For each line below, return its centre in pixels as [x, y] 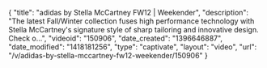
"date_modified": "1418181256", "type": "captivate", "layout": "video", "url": [133, 47]
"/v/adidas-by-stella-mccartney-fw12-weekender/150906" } [108, 55]
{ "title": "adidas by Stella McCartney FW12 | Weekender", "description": [129, 13]
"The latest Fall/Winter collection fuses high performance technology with [131, 21]
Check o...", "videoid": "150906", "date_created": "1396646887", [116, 38]
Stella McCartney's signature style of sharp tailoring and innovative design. [133, 30]
